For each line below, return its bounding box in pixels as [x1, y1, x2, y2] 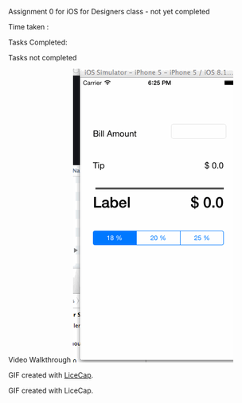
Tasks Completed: [8, 37, 68, 47]
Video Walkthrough [8, 355, 72, 364]
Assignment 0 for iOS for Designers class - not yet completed [8, 7, 210, 16]
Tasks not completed [8, 53, 77, 62]
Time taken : [8, 22, 49, 31]
